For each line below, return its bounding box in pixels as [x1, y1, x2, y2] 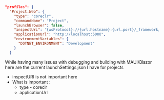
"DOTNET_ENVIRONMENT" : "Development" [18, 41, 95, 46]
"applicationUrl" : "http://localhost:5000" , [14, 32, 106, 37]
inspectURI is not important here [12, 74, 78, 79]
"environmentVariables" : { [14, 37, 69, 42]
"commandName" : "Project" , [14, 18, 69, 23]
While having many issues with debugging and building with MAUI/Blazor [5, 59, 152, 65]
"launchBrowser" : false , [14, 23, 64, 28]
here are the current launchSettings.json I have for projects [5, 64, 123, 70]
